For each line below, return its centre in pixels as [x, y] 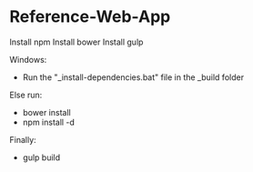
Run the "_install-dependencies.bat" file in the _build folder [133, 77]
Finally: [23, 139]
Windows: [28, 59]
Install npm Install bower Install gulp [76, 42]
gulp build [41, 157]
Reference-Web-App [90, 17]
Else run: [26, 95]
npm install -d [49, 122]
